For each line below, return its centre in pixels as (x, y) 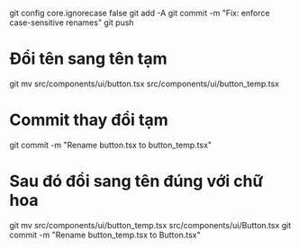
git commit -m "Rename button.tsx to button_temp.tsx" (111, 145)
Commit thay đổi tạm (89, 120)
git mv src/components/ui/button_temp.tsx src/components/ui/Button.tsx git (150, 225)
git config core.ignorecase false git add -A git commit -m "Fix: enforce (140, 13)
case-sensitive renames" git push (72, 22)
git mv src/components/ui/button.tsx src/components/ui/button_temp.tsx (145, 84)
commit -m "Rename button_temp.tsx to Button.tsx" (105, 235)
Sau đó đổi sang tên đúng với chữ (136, 181)
